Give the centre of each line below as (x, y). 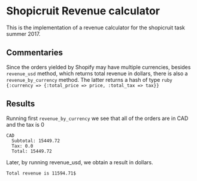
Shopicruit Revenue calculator (83, 11)
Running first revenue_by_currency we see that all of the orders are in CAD (97, 118)
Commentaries (34, 53)
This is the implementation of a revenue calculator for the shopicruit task (96, 27)
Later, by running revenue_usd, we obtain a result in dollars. (80, 162)
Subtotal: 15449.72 (36, 141)
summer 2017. (23, 33)
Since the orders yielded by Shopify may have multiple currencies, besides (99, 67)
